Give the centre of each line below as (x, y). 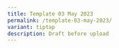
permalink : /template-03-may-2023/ (60, 20)
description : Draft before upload (58, 34)
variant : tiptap (31, 27)
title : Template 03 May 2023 (50, 14)
